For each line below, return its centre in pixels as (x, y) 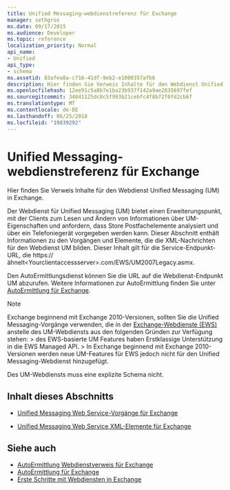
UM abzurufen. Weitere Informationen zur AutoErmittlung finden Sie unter (112, 283)
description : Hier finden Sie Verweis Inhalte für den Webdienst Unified (115, 84)
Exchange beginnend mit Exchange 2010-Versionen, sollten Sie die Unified (113, 317)
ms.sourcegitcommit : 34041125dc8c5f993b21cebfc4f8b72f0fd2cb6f (100, 97)
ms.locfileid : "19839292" (44, 122)
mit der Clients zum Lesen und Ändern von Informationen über (96, 219)
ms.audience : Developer (41, 33)
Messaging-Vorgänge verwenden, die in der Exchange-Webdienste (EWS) (112, 324)
